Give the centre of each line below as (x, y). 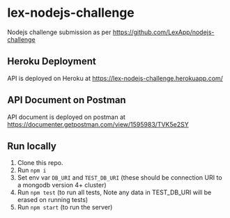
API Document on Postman (67, 100)
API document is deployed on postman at (66, 117)
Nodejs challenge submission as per (59, 32)
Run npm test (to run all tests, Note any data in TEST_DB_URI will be (114, 192)
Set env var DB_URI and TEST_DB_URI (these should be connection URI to (120, 178)
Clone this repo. (40, 163)
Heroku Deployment (52, 62)
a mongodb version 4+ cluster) (62, 185)
